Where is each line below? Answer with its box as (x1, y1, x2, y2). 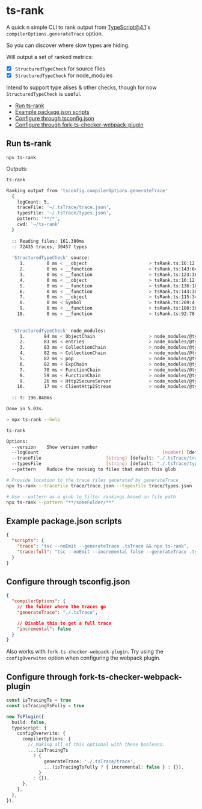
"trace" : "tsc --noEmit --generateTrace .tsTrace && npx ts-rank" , (17, 543, 189, 549)
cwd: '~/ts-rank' (17, 221, 61, 227)
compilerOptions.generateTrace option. (6, 30, 103, 37)
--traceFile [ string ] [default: (11, 455, 155, 461)
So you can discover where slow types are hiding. (6, 42, 130, 49)
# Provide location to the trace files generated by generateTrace (6, 477, 179, 483)
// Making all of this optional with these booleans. (28, 742, 165, 748)
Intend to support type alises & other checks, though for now (6, 84, 157, 91)
